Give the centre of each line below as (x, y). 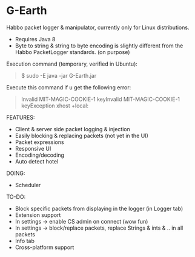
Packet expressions (40, 142)
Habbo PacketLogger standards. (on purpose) (72, 52)
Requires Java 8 (35, 39)
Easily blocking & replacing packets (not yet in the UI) (81, 135)
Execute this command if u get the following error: (69, 87)
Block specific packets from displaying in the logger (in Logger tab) (99, 208)
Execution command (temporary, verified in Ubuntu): (72, 64)
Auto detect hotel (37, 161)
